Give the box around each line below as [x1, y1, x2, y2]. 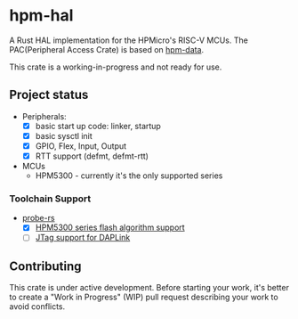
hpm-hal [9, 5, 74, 26]
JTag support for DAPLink [35, 233, 131, 243]
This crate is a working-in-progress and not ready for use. [9, 61, 222, 72]
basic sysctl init [35, 130, 93, 141]
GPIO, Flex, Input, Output [35, 140, 127, 151]
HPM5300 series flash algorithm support [35, 222, 185, 233]
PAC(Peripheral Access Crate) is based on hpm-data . [9, 44, 205, 54]
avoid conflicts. [9, 301, 66, 312]
